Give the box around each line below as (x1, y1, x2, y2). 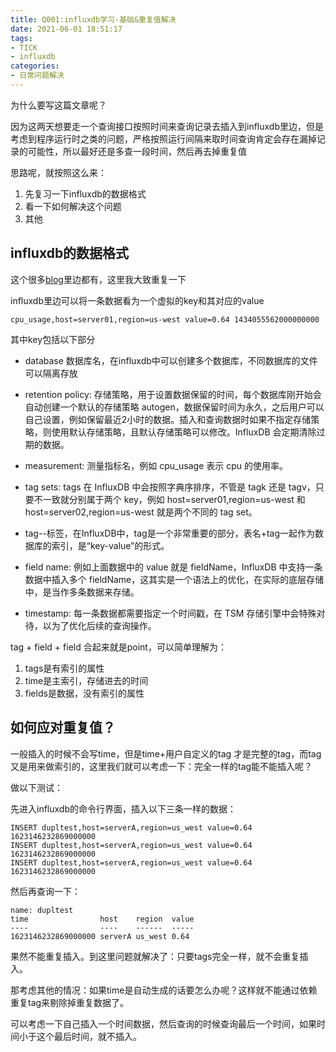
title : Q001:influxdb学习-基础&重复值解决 (10, 14, 177, 25)
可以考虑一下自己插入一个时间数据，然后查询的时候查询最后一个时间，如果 (10, 1017, 317, 1030)
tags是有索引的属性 (24, 662, 105, 674)
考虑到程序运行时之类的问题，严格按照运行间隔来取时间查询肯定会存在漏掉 (10, 132, 317, 145)
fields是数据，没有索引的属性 (24, 687, 145, 699)
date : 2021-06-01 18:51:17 (10, 24, 123, 34)
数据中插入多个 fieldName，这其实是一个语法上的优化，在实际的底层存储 (24, 573, 325, 585)
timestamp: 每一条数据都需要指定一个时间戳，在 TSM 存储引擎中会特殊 (24, 607, 317, 619)
